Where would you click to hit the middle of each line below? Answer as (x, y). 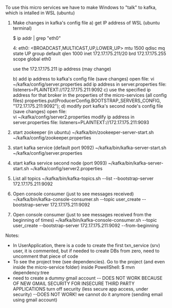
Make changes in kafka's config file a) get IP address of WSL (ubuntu (86, 23)
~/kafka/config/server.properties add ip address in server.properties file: (90, 84)
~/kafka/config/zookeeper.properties (52, 138)
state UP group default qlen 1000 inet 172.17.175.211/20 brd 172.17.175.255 (89, 54)
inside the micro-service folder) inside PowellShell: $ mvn (74, 267)
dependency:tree (31, 273)
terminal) (22, 28)
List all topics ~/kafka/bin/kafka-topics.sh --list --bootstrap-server (83, 178)
